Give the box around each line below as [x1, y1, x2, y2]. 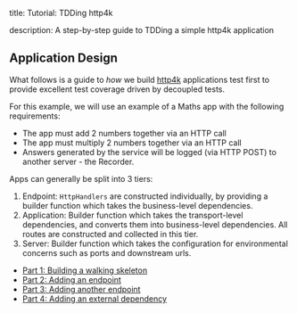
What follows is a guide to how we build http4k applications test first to [9, 74, 270, 85]
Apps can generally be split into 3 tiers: [9, 173, 153, 184]
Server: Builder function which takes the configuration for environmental [21, 238, 288, 249]
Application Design [9, 51, 119, 66]
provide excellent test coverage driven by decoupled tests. [9, 84, 226, 95]
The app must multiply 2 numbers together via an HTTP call [21, 137, 243, 148]
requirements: [9, 111, 61, 121]
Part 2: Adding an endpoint [21, 274, 122, 284]
